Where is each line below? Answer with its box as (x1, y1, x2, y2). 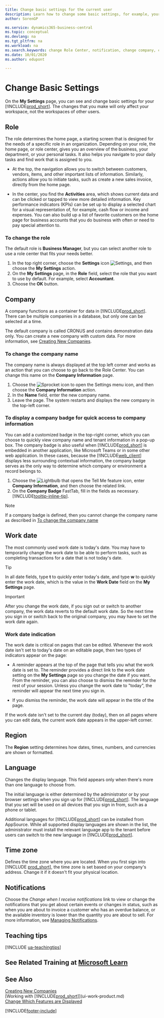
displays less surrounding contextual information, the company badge (5, 457, 146, 463)
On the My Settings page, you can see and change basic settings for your (5, 98, 155, 104)
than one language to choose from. (5, 781, 76, 787)
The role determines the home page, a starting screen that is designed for (5, 136, 154, 142)
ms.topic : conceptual (5, 30, 49, 35)
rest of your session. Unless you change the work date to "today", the (12, 682, 152, 688)
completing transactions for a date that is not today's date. (5, 555, 123, 561)
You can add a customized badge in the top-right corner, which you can (5, 432, 150, 437)
